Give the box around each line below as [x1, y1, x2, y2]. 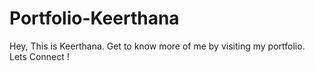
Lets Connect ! [9, 50, 70, 62]
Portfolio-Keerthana [9, 7, 180, 30]
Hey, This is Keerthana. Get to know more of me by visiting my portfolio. [9, 40, 306, 52]
